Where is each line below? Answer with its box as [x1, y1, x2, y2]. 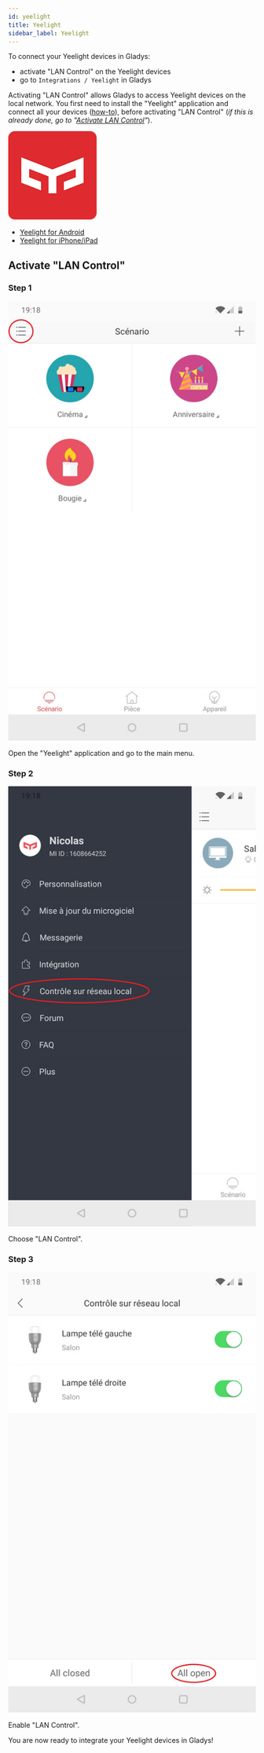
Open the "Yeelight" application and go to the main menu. [8, 749, 195, 758]
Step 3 [8, 1254, 34, 1265]
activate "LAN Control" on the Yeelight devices [19, 67, 171, 76]
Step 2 [8, 768, 34, 779]
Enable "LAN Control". [8, 1720, 80, 1729]
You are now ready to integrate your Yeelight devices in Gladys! [8, 1735, 214, 1744]
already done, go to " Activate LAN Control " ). [8, 116, 152, 125]
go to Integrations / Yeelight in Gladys [19, 75, 152, 85]
